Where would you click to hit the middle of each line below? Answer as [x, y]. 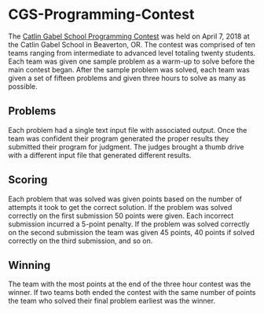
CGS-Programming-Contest [101, 15]
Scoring [28, 180]
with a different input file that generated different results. [100, 155]
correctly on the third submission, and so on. [81, 241]
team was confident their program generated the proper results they [119, 138]
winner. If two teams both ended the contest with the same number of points [132, 293]
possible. [23, 86]
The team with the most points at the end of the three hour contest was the [130, 284]
